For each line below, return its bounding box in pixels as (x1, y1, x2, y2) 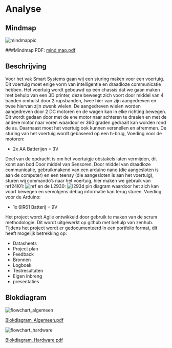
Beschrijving (5, 62, 47, 71)
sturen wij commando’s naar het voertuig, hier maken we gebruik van (5, 177, 151, 184)
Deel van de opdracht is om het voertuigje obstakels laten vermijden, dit (5, 155, 157, 162)
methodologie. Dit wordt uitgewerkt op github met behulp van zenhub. (5, 219, 154, 225)
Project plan (12, 245, 38, 252)
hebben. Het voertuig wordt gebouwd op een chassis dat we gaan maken (5, 86, 160, 93)
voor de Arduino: (5, 194, 41, 200)
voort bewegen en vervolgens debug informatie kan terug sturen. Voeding (5, 188, 162, 194)
